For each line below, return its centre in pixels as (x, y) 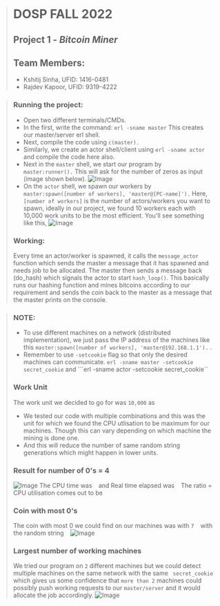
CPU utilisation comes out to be (58, 493)
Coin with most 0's (45, 511)
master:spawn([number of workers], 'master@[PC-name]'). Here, (115, 193)
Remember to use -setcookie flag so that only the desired (105, 354)
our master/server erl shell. (62, 135)
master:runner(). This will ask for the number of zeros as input (113, 171)
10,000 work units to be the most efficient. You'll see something (113, 215)
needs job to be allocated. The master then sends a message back (108, 270)
